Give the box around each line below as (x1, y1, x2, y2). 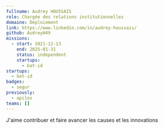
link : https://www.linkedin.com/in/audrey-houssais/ (6, 24, 137, 31)
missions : (6, 35, 30, 41)
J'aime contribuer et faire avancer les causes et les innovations (6, 116, 159, 123)
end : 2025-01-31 (16, 47, 57, 52)
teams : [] (6, 100, 30, 106)
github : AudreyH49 (6, 30, 51, 36)
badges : (6, 79, 25, 85)
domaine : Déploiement (6, 19, 59, 25)
